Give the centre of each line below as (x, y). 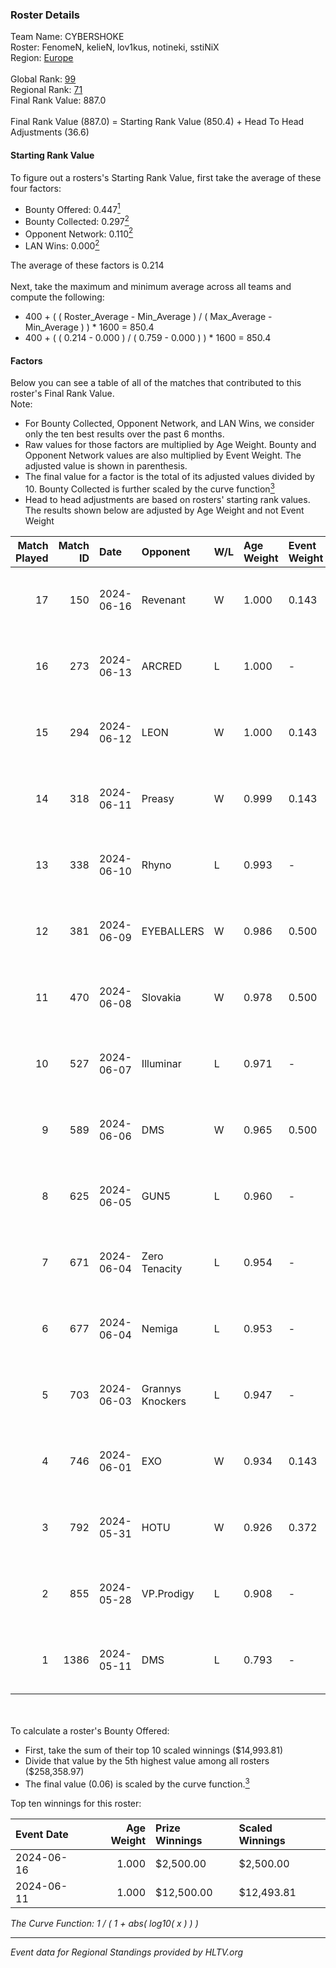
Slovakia (161, 997)
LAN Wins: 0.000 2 (62, 245)
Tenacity (162, 1268)
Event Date (42, 1834)
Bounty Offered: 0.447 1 (72, 208)
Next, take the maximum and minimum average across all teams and (151, 287)
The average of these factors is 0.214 (87, 265)
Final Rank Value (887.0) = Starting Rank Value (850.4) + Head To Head (157, 122)
